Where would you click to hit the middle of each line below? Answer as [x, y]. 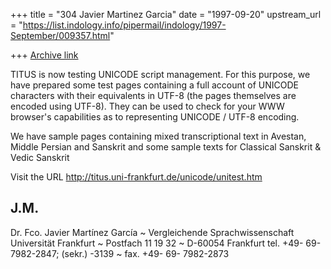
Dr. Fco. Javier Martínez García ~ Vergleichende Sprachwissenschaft [152, 232]
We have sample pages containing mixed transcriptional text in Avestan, [158, 136]
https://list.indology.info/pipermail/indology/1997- [124, 25]
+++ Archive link [44, 55]
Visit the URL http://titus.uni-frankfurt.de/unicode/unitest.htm [136, 177]
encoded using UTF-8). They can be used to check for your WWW [147, 106]
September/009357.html [60, 35]
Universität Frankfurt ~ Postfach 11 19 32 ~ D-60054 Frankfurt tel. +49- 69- [166, 243]
